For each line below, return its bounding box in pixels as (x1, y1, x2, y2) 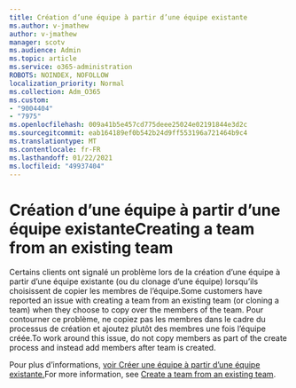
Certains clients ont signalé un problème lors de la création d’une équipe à (9, 267, 281, 278)
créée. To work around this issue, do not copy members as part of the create (9, 333, 288, 344)
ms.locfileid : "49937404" (9, 162, 105, 170)
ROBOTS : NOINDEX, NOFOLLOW (9, 71, 109, 80)
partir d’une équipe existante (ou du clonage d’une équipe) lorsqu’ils (9, 276, 259, 287)
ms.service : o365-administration (9, 63, 133, 72)
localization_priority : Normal (9, 79, 125, 88)
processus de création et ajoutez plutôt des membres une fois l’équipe (9, 323, 266, 334)
